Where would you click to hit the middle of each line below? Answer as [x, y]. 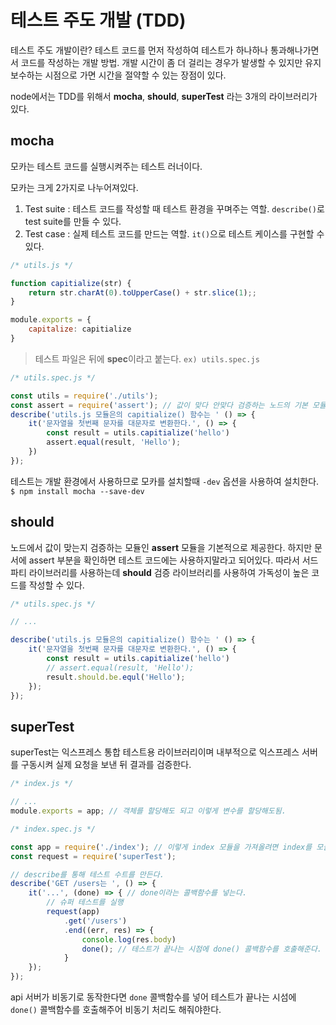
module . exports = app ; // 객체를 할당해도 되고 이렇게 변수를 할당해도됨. [148, 811]
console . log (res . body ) [129, 939]
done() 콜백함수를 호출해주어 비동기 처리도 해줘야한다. [116, 1009]
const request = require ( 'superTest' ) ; [93, 856]
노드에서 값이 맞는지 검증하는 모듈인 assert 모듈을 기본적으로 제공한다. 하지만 [161, 547]
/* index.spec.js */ [53, 829]
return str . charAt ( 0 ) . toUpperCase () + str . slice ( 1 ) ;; [142, 292]
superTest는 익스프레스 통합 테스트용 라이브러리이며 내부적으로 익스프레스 [155, 752]
